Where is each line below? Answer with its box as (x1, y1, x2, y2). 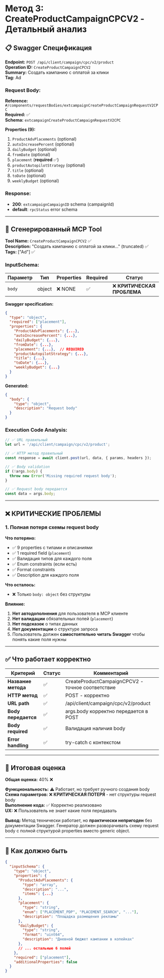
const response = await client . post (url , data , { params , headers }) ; (5, 456, 152, 460)
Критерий (11, 669, 35, 676)
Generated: (5, 383, 29, 389)
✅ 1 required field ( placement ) (12, 550, 71, 556)
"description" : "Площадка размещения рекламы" (22, 914, 119, 919)
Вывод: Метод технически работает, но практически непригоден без (5, 817, 152, 823)
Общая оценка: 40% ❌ (5, 777, 53, 783)
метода (7, 684, 26, 691)
